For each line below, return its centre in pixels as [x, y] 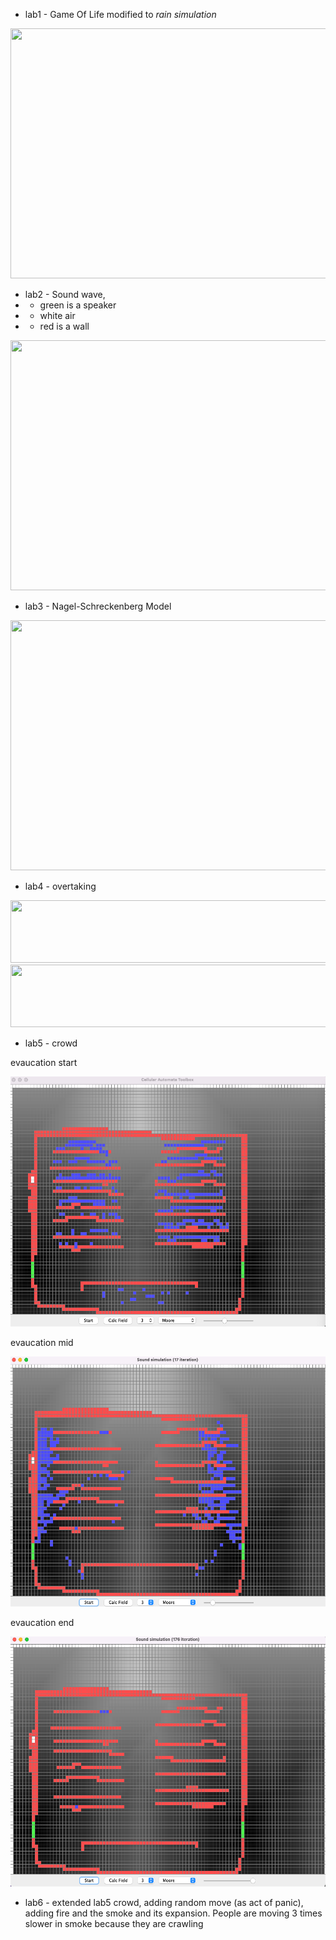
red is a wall [64, 326]
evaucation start [44, 1062]
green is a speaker [78, 305]
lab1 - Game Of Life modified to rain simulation [120, 14]
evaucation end [42, 1622]
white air [57, 315]
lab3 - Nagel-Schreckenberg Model [98, 606]
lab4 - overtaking [60, 886]
